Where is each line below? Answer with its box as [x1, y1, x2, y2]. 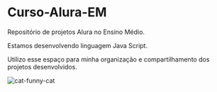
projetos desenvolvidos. [7, 62, 78, 71]
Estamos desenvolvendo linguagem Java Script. [7, 41, 148, 50]
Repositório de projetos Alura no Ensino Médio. [7, 28, 145, 36]
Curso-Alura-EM [7, 4, 107, 21]
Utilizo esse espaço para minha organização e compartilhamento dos [7, 54, 210, 64]
